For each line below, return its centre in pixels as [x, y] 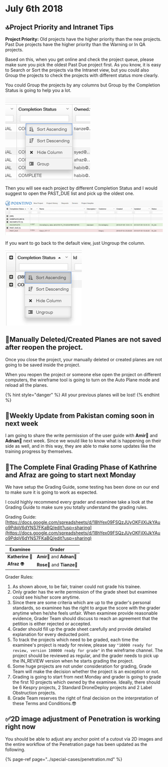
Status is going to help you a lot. [38, 90]
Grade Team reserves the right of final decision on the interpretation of [85, 698]
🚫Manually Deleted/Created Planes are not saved [83, 340]
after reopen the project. [44, 348]
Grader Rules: [19, 577]
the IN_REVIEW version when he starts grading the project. [73, 661]
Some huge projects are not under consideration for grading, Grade [82, 666]
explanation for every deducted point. [51, 634]
